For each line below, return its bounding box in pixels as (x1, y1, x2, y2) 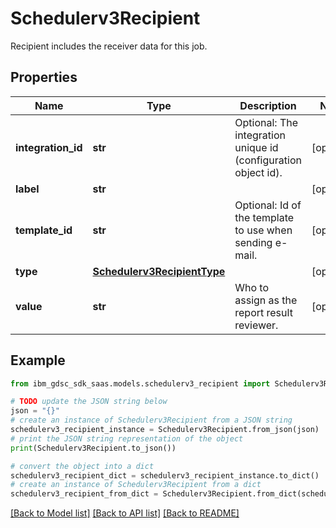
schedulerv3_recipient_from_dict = (10, 489, 159, 499)
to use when (234, 223, 293, 237)
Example (10, 352, 66, 369)
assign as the (234, 293, 298, 307)
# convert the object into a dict (10, 461, 155, 471)
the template (234, 210, 295, 224)
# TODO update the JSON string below (10, 397, 168, 407)
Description (239, 98, 297, 112)
